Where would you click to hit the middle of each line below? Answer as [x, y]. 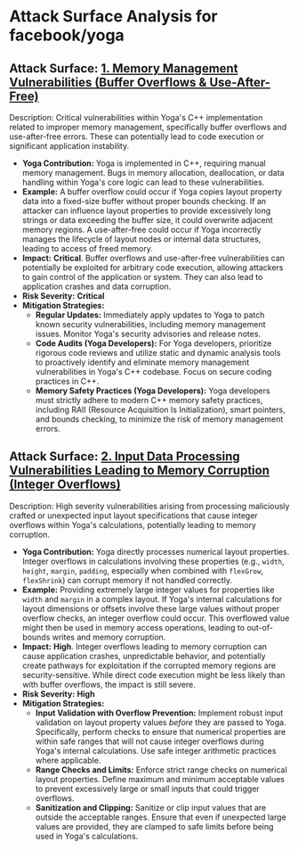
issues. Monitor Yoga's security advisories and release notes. [148, 334]
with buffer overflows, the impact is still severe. [109, 684]
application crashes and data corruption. [97, 286]
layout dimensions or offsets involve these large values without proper [151, 608]
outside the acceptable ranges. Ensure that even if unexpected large [161, 817]
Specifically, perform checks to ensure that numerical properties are [161, 731]
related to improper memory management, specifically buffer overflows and [148, 127]
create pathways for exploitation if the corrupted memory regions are [149, 665]
